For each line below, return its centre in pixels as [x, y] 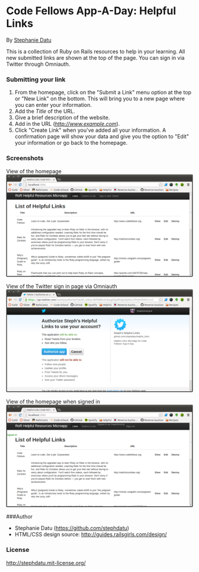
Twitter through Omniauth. [38, 64]
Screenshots [25, 158]
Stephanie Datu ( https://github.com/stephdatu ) [72, 528]
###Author [20, 517]
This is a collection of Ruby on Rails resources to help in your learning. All [96, 51]
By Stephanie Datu [29, 40]
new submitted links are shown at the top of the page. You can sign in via [95, 58]
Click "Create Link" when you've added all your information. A [90, 130]
